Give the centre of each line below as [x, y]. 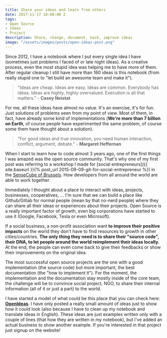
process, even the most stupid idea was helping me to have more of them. [81, 67]
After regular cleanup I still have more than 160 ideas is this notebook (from [82, 72]
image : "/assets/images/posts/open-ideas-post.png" [60, 42]
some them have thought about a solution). [49, 129]
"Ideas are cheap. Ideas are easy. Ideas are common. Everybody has [88, 87]
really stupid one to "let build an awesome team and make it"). [69, 77]
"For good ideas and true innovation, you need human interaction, [85, 138]
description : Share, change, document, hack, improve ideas [69, 38]
